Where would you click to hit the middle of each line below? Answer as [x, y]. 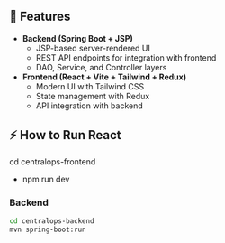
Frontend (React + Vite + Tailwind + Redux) [104, 77]
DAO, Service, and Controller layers [101, 67]
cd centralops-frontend [53, 161]
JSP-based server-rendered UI [93, 48]
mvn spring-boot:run [48, 229]
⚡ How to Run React [65, 135]
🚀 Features [40, 17]
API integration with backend [90, 106]
